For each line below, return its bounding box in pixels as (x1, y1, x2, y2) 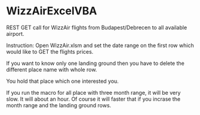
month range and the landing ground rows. (6, 101, 112, 108)
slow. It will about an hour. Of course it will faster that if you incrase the (6, 95, 181, 102)
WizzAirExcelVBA (6, 4, 97, 18)
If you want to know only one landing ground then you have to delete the (6, 60, 185, 67)
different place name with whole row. (6, 66, 97, 73)
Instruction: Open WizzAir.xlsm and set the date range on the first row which (6, 42, 194, 49)
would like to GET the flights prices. (6, 48, 94, 55)
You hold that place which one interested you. (6, 77, 119, 85)
